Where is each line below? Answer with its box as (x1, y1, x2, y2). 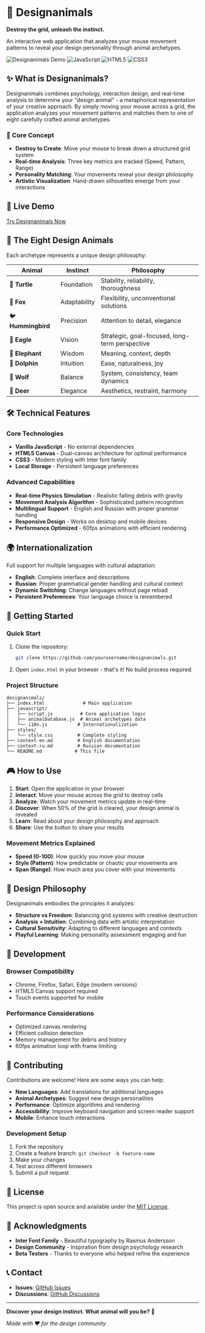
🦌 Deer (9, 386, 29, 395)
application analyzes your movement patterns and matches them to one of (6, 109, 193, 117)
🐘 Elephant (9, 349, 41, 358)
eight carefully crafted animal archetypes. (6, 115, 112, 123)
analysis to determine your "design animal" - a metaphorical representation (6, 96, 196, 103)
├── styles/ (6, 727, 37, 733)
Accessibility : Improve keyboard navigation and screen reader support (15, 1108, 194, 1115)
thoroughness (100, 284, 141, 292)
